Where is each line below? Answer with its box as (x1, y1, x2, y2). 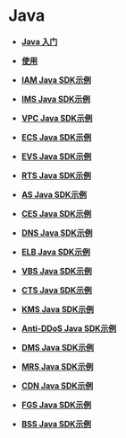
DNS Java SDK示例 (21, 227, 93, 238)
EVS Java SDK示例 (21, 150, 92, 162)
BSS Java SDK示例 (21, 418, 91, 429)
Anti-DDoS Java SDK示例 (21, 323, 117, 334)
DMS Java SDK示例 (21, 342, 95, 353)
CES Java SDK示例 (21, 208, 92, 219)
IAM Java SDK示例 (21, 74, 91, 85)
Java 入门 (21, 36, 58, 47)
